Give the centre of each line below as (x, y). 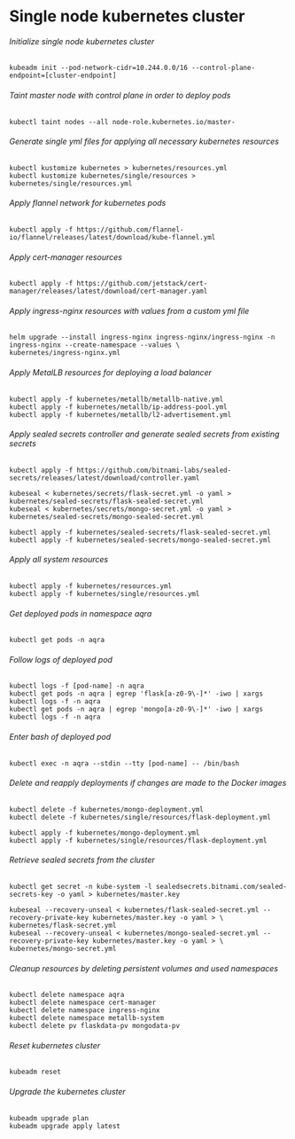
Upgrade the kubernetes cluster (67, 1092)
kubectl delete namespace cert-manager (83, 1003)
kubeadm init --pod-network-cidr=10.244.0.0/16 (99, 68)
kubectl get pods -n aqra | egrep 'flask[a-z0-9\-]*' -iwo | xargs (136, 694)
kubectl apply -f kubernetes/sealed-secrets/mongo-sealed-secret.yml (140, 540)
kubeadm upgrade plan (49, 1118)
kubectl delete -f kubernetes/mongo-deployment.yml (106, 809)
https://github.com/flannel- (130, 230)
